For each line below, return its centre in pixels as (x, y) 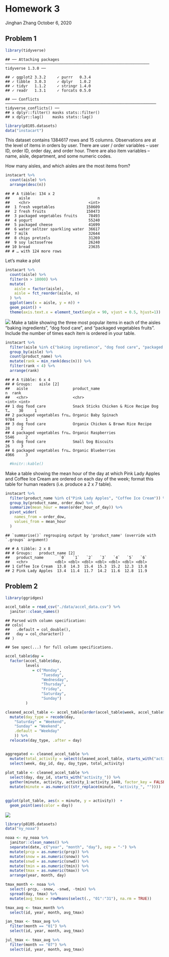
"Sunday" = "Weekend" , (38, 726)
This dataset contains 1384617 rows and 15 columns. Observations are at (81, 140)
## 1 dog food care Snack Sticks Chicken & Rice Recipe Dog (82, 406)
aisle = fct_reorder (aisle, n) (47, 294)
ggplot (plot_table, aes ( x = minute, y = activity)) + (64, 801)
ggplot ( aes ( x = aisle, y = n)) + (45, 303)
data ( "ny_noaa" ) (22, 829)
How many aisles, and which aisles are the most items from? (68, 166)
